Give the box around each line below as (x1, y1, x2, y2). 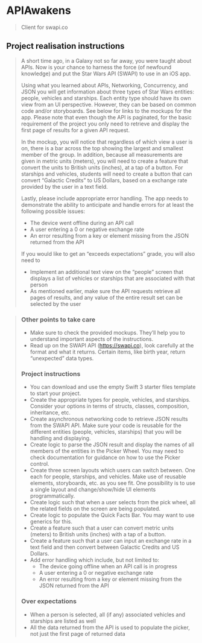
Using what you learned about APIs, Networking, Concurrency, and (21, 81, 188, 89)
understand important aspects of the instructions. (30, 335, 154, 343)
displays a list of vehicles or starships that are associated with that (30, 274, 195, 282)
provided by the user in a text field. (21, 183, 108, 190)
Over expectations (21, 597, 77, 606)
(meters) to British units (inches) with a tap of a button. (30, 531, 166, 538)
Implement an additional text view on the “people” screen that (30, 268, 184, 275)
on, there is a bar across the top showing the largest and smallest (21, 144, 184, 151)
